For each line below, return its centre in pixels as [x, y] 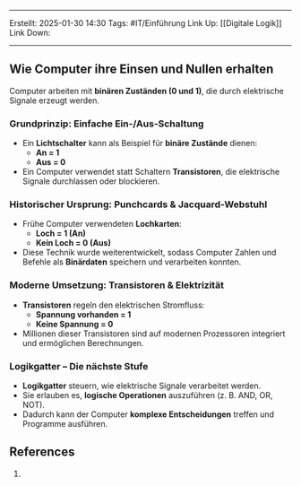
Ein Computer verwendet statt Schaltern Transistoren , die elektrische [151, 172]
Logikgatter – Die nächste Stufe [79, 366]
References [42, 452]
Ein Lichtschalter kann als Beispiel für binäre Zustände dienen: [140, 143]
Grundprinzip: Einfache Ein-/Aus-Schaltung [107, 124]
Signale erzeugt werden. [55, 100]
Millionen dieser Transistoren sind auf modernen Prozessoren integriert [154, 334]
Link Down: [30, 33]
